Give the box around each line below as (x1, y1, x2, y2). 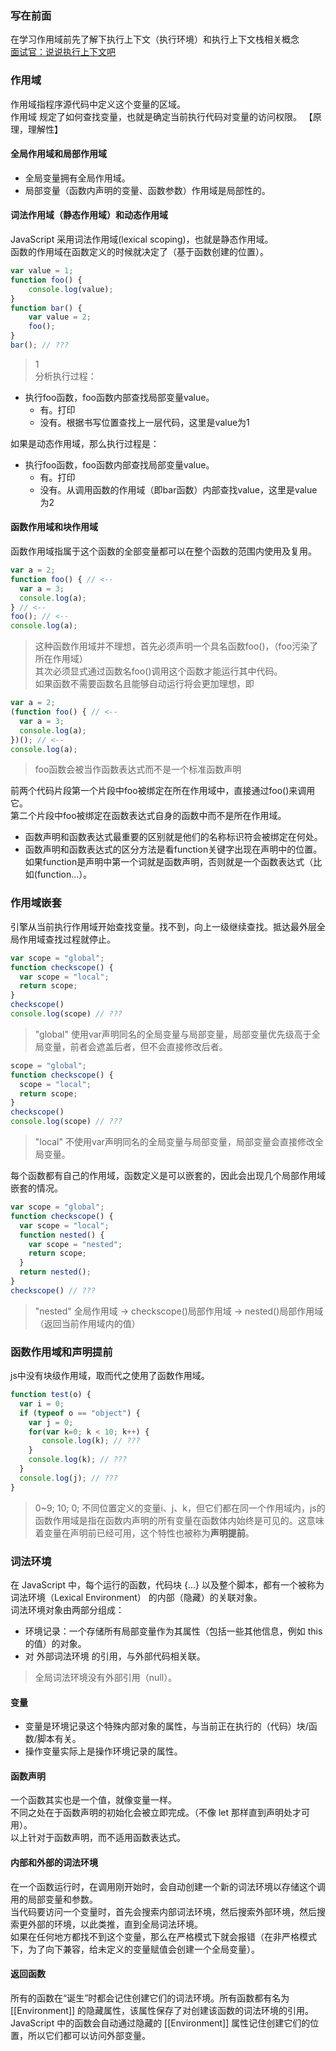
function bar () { (10, 303, 83, 313)
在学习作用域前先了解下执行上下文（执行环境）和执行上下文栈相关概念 (10, 33, 300, 46)
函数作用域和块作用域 (10, 521, 98, 533)
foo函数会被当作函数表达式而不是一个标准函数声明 (34, 763, 242, 776)
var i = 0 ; (19, 1398, 65, 1409)
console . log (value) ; (28, 284, 114, 294)
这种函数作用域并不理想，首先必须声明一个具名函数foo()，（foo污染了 (34, 640, 319, 652)
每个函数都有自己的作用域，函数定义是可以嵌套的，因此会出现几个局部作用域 (10, 1170, 326, 1181)
